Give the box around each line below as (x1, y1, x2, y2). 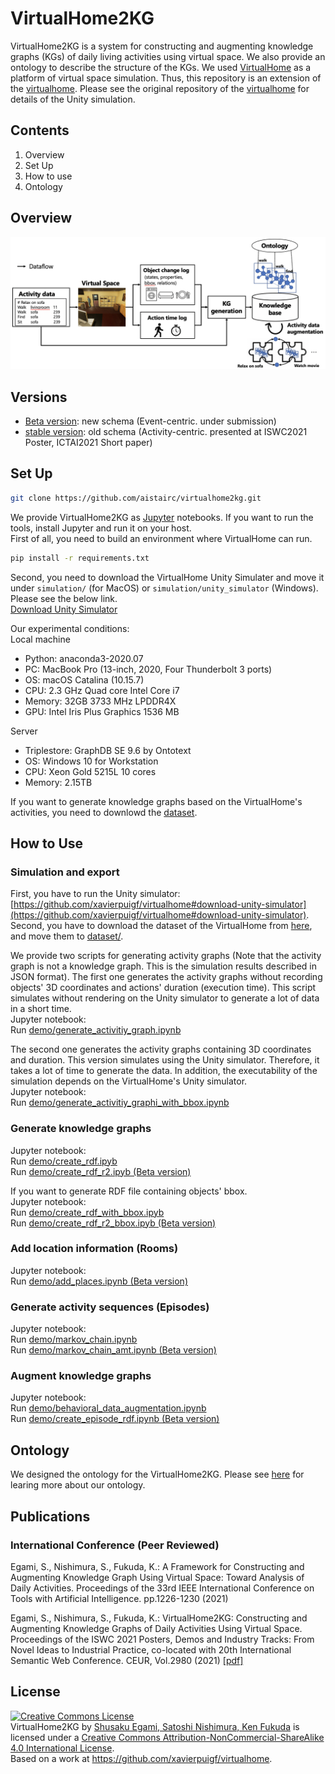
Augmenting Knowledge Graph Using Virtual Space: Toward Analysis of (10, 1571, 305, 1583)
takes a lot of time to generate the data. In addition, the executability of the (10, 1065, 318, 1077)
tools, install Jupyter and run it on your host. (10, 522, 192, 534)
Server (10, 725, 38, 737)
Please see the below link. (10, 592, 118, 604)
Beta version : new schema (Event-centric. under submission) (24, 415, 277, 427)
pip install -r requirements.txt (10, 553, 150, 563)
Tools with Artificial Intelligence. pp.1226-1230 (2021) (10, 1592, 229, 1604)
